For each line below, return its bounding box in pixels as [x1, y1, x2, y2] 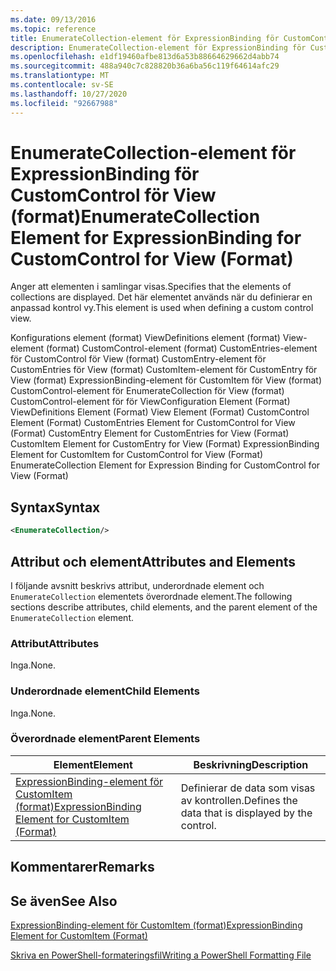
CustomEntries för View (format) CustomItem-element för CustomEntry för [10, 364, 318, 376]
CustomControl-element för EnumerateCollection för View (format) [10, 385, 285, 397]
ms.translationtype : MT [10, 71, 110, 81]
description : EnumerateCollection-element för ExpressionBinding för [10, 42, 307, 53]
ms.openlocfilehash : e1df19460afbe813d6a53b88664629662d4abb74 [10, 52, 280, 62]
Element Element [53, 757, 133, 771]
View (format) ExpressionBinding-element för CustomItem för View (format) [10, 374, 322, 386]
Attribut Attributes [10, 636, 100, 650]
